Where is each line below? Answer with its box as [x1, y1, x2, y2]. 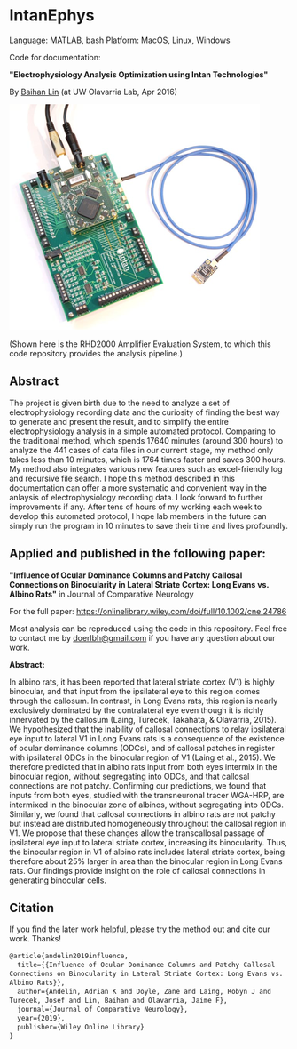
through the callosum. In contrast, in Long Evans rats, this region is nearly [9, 695, 278, 706]
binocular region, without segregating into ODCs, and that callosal [9, 771, 250, 781]
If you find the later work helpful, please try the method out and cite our [9, 924, 270, 934]
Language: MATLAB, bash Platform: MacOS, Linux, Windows [9, 35, 231, 45]
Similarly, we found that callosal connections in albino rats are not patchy [9, 808, 277, 819]
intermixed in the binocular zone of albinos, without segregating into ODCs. [9, 799, 284, 810]
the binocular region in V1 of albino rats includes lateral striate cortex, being [9, 846, 285, 857]
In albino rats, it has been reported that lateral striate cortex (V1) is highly [9, 677, 275, 687]
